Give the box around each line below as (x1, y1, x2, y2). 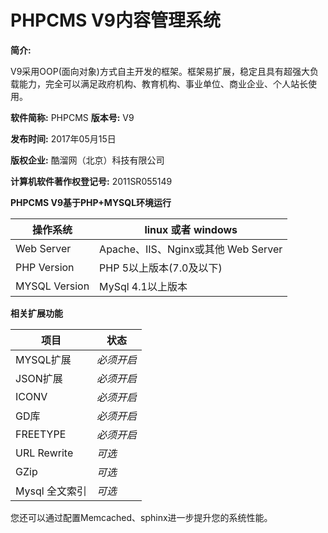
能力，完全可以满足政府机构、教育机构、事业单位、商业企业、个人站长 (18, 77, 308, 90)
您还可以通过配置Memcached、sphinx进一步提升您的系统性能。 (10, 511, 273, 523)
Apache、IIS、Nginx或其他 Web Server (99, 242, 283, 256)
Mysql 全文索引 (15, 484, 87, 498)
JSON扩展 (15, 371, 63, 385)
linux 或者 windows (144, 222, 238, 236)
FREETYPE (15, 427, 67, 441)
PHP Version (15, 260, 75, 274)
